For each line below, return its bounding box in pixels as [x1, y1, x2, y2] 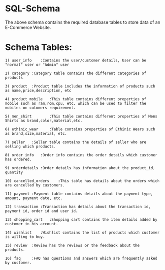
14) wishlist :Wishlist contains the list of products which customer [5, 230, 160, 235]
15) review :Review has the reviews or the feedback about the [5, 243, 140, 248]
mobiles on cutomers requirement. [5, 105, 76, 110]
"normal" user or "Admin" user [5, 62, 69, 67]
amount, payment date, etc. [5, 195, 63, 201]
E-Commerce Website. [5, 24, 51, 30]
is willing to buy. [5, 234, 45, 239]
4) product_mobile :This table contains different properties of [5, 96, 147, 101]
